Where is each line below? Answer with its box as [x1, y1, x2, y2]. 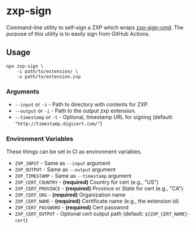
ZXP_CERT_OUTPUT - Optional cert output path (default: [14, 210, 144, 218]
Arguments [6, 87, 40, 96]
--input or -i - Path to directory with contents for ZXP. [14, 101, 149, 108]
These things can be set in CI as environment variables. [6, 148, 143, 155]
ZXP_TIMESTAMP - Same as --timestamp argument [14, 172, 132, 180]
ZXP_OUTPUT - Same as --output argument [14, 166, 116, 173]
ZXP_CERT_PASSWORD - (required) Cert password [14, 204, 129, 211]
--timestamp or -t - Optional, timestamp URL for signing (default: [14, 114, 173, 121]
